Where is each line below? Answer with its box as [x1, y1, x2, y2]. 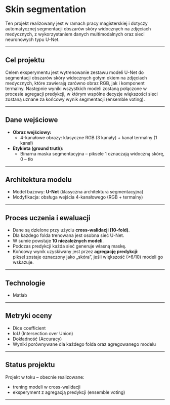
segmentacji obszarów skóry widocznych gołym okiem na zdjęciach [5, 74, 147, 80]
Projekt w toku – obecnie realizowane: [5, 374, 84, 380]
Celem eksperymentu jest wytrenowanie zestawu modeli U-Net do [5, 69, 144, 75]
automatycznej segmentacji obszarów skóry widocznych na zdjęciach [5, 25, 151, 31]
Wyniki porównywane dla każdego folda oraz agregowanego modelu [12, 341, 156, 347]
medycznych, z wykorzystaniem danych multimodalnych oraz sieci [5, 31, 145, 37]
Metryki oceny [5, 311, 52, 320]
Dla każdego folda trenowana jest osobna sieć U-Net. [12, 232, 124, 238]
